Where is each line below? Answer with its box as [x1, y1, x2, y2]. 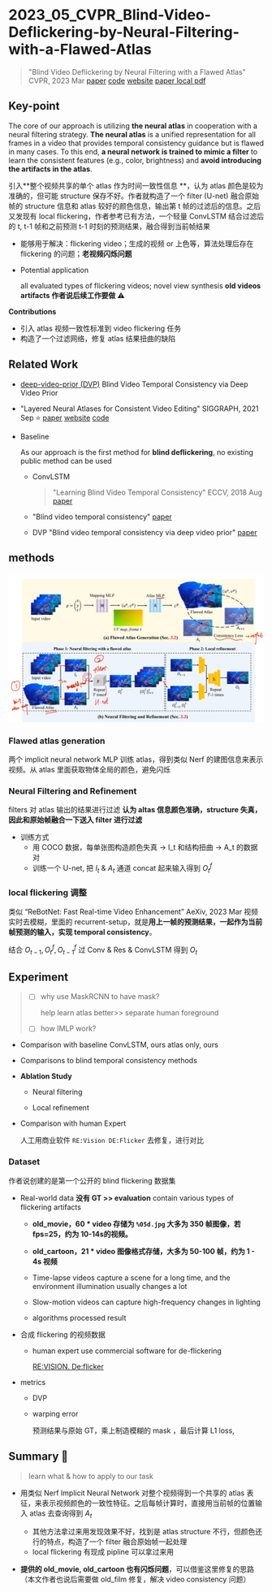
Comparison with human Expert [19, 1118, 127, 1128]
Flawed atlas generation [8, 735, 106, 746]
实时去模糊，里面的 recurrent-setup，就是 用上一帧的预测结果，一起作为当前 [8, 917, 263, 927]
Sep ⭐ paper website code [19, 413, 110, 422]
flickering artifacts [19, 1202, 81, 1212]
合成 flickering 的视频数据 [19, 1330, 106, 1339]
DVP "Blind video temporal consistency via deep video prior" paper [32, 527, 257, 537]
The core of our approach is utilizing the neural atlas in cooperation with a [8, 120, 258, 131]
